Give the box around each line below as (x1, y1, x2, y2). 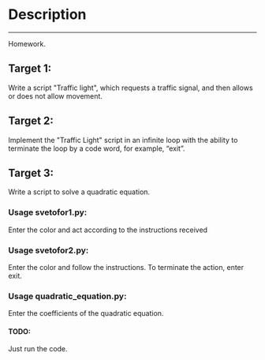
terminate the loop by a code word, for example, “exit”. (8, 144, 185, 153)
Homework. (8, 39, 46, 48)
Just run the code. (8, 344, 69, 354)
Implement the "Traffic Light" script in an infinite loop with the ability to (8, 135, 238, 144)
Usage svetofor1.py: (8, 207, 88, 218)
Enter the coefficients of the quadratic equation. (8, 309, 164, 318)
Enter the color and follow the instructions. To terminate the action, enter (8, 262, 244, 272)
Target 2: (8, 114, 54, 128)
